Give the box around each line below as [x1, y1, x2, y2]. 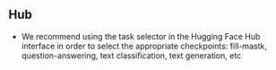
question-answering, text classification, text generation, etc [21, 49, 242, 61]
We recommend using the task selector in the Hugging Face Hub [21, 31, 261, 41]
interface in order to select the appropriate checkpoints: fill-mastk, [21, 40, 268, 51]
